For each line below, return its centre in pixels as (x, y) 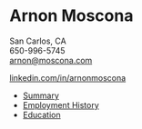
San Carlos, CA (38, 41)
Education (41, 114)
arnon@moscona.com (51, 60)
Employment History (61, 104)
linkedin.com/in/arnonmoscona (68, 77)
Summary (41, 95)
